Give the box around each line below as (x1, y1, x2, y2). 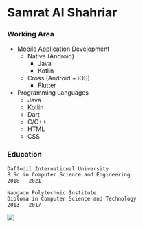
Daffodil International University (7, 165, 109, 172)
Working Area (7, 30, 55, 39)
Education (7, 150, 43, 159)
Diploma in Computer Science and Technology (7, 195, 137, 202)
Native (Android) (27, 52, 74, 60)
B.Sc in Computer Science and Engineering (7, 171, 131, 178)
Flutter (37, 81, 56, 90)
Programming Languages (16, 89, 89, 97)
